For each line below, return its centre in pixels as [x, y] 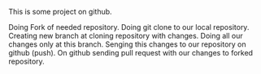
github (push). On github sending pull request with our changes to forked [131, 53]
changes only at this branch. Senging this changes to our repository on [127, 44]
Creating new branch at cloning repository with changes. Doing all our [126, 36]
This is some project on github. [60, 12]
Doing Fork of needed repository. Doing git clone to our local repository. [129, 27]
